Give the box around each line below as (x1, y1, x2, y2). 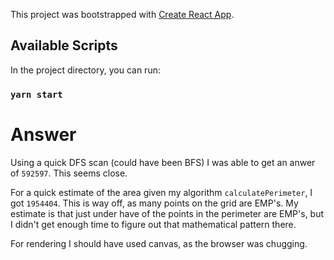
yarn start (10, 89, 63, 100)
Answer (10, 123, 77, 146)
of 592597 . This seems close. (10, 167, 128, 179)
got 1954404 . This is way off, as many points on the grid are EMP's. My (10, 197, 299, 209)
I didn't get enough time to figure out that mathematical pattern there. (10, 218, 297, 230)
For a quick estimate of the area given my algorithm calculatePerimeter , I (10, 186, 313, 198)
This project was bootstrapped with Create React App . (10, 9, 235, 20)
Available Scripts (10, 37, 118, 54)
